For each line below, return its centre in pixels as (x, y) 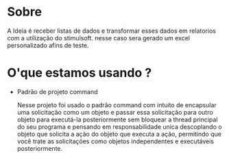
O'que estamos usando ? (80, 73)
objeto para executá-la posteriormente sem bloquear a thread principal (117, 119)
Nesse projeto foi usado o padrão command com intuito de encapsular (117, 105)
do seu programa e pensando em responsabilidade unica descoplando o (119, 126)
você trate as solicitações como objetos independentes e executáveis (116, 141)
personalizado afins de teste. (48, 45)
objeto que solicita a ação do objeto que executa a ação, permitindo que (119, 134)
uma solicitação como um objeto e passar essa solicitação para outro (115, 112)
